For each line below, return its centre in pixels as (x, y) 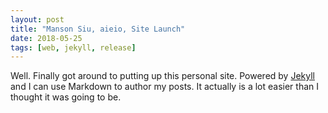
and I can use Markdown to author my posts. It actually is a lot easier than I (164, 87)
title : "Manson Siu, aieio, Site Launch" (98, 29)
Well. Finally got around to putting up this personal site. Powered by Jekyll (162, 76)
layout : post (37, 19)
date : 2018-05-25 (46, 38)
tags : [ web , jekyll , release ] (73, 47)
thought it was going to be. (66, 97)
